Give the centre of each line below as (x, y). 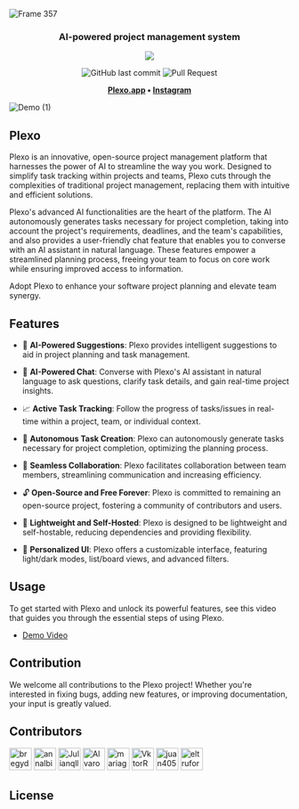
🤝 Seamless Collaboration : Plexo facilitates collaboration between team (154, 465)
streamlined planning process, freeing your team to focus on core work (140, 259)
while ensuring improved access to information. (97, 269)
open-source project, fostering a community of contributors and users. (152, 505)
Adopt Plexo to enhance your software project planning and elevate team (143, 286)
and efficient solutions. (51, 195)
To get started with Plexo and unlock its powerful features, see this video (143, 608)
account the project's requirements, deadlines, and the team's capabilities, (146, 231)
